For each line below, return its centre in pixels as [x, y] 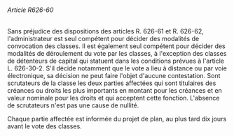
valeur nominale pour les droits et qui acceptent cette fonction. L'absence [113, 98]
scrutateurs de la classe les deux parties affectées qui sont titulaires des [112, 83]
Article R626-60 [30, 10]
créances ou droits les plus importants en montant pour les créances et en [115, 91]
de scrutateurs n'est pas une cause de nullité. [73, 105]
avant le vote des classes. [44, 126]
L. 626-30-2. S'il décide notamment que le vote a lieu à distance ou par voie [117, 68]
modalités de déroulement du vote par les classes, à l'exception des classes [117, 54]
